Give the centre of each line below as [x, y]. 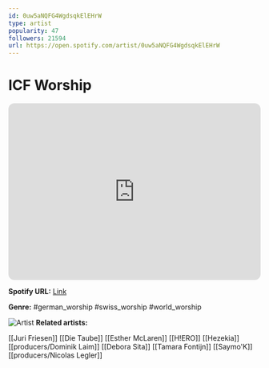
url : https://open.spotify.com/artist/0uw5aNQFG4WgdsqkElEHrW [114, 46]
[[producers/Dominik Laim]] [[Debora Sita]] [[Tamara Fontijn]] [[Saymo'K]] [130, 347]
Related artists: [62, 323]
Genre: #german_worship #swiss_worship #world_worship [105, 307]
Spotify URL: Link [38, 292]
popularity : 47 [34, 31]
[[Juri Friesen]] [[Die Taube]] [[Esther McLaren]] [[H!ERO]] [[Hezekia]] [124, 338]
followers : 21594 [37, 38]
